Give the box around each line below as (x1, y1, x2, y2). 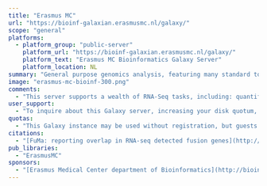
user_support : (8, 100, 56, 108)
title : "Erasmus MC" (8, 11, 77, 20)
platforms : (8, 33, 44, 42)
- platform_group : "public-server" (15, 41, 133, 49)
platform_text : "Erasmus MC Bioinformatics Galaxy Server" (22, 56, 222, 64)
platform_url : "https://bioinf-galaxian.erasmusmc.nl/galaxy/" (22, 48, 237, 56)
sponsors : (8, 159, 41, 167)
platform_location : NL (22, 63, 98, 71)
